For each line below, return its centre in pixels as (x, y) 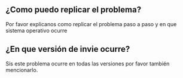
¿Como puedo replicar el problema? (74, 10)
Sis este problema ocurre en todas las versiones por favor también (88, 63)
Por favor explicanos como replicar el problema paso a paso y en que (91, 24)
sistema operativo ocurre (36, 30)
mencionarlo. (22, 70)
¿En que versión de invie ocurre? (68, 49)
